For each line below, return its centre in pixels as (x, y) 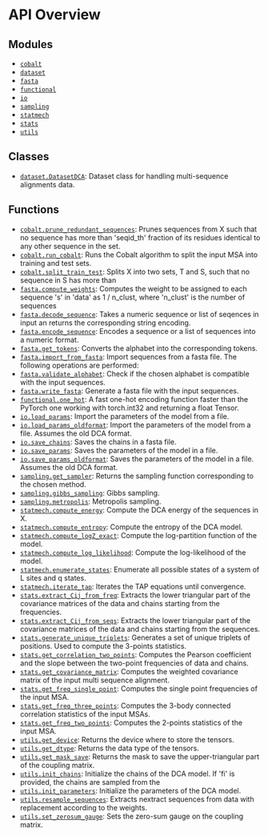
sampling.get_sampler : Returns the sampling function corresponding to (137, 476)
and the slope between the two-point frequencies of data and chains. (134, 663)
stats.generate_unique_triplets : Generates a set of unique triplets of (135, 637)
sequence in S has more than (68, 280)
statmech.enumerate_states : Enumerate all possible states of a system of (140, 569)
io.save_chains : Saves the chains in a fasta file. (98, 441)
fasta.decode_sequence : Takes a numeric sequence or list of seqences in (139, 314)
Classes (29, 157)
